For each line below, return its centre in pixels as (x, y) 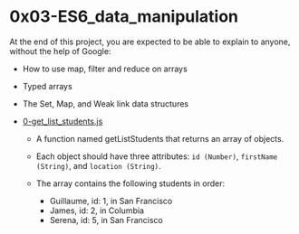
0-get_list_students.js (63, 121)
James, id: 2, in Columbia (97, 211)
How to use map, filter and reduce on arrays (105, 69)
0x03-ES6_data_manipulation (124, 17)
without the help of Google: (60, 51)
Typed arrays (47, 86)
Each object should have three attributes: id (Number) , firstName (157, 156)
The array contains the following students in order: (130, 183)
